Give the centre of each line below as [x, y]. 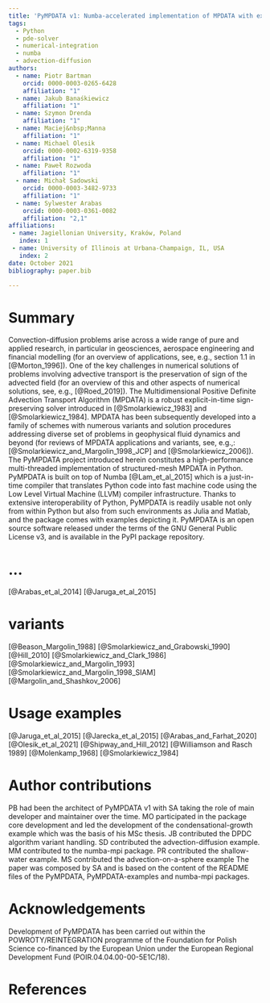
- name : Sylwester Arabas [59, 203]
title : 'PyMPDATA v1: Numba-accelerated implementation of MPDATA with [131, 16]
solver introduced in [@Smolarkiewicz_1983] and [126, 409]
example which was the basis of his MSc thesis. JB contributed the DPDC [130, 834]
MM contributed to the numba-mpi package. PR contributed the [114, 851]
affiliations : [32, 226]
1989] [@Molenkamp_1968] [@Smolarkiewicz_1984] [94, 753]
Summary [41, 317]
